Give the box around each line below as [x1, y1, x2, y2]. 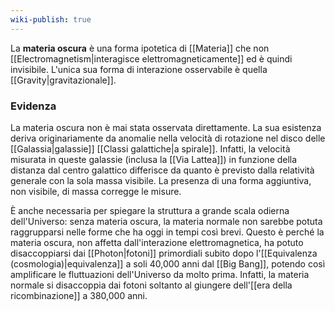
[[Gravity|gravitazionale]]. [10, 74, 117, 86]
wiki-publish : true [10, 14, 92, 25]
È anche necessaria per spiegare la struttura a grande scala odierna [10, 204, 290, 216]
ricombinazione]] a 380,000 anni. [10, 289, 148, 301]
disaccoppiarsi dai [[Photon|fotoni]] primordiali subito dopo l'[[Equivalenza [10, 247, 318, 259]
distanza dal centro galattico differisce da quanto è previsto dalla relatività [10, 164, 315, 176]
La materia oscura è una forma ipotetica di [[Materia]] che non [10, 42, 270, 54]
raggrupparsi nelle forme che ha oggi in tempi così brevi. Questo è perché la [10, 226, 325, 238]
